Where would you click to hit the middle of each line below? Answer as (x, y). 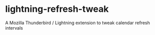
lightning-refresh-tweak (57, 9)
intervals (14, 28)
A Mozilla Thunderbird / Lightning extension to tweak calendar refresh (78, 23)
